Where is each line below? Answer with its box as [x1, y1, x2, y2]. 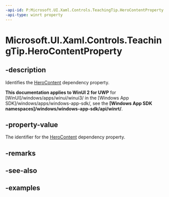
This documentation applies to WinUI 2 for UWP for [5, 89, 116, 95]
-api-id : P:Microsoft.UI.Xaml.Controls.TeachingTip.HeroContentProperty [5, 7, 164, 13]
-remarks [5, 149, 36, 157]
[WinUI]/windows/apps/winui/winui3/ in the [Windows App [5, 94, 129, 101]
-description [5, 66, 46, 74]
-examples [5, 184, 40, 192]
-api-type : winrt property [5, 12, 63, 17]
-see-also [5, 166, 37, 175]
